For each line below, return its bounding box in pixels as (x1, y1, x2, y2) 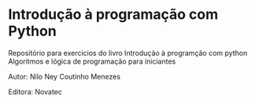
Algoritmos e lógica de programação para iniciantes (8, 57, 176, 66)
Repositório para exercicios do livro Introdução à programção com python (8, 48, 248, 57)
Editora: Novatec (8, 86, 63, 96)
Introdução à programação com (8, 6, 219, 24)
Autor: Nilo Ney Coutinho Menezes (8, 72, 120, 81)
